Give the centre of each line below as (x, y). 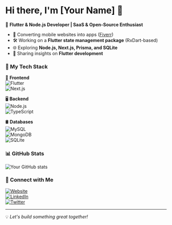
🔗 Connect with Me (29, 180)
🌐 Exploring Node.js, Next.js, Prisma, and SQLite (65, 48)
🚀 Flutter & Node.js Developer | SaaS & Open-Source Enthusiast (74, 25)
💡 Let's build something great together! (47, 216)
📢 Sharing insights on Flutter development (58, 53)
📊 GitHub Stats (25, 154)
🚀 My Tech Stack (27, 66)
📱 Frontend (17, 78)
